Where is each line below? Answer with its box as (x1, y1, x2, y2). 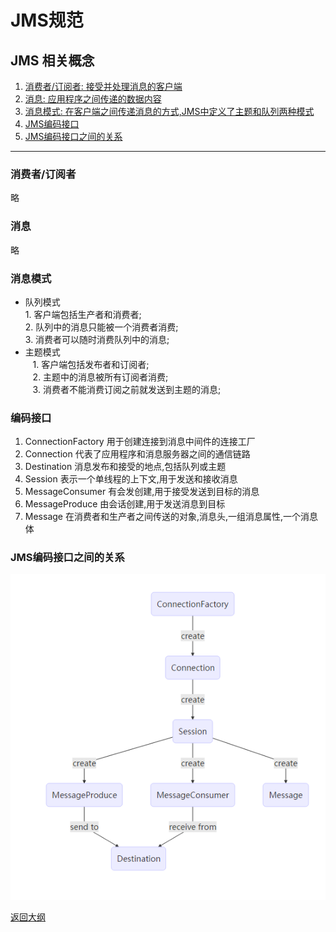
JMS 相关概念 (10, 52, 95, 69)
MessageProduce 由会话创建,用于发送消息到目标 (24, 498, 226, 510)
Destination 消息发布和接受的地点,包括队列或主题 (24, 461, 227, 473)
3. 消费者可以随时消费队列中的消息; (24, 333, 170, 345)
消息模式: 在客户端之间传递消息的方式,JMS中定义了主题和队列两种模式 (24, 106, 315, 117)
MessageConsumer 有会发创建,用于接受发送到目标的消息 (24, 486, 260, 498)
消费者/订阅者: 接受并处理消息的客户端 (24, 81, 183, 92)
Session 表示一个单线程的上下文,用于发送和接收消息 (24, 473, 238, 485)
